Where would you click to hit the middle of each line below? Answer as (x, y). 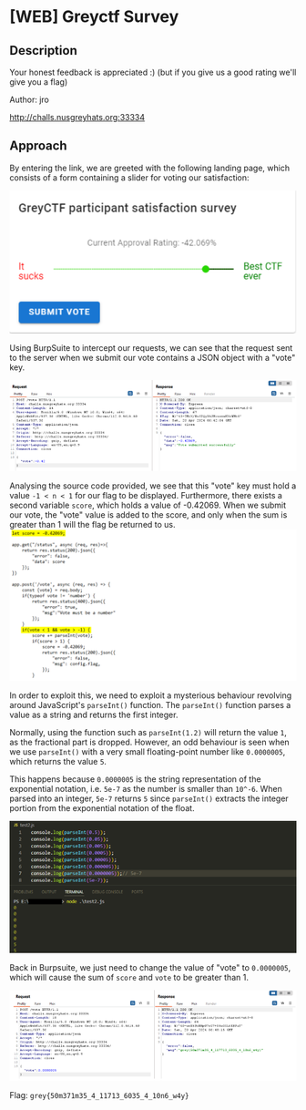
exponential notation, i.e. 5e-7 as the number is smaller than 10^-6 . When (146, 788)
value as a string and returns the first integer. (94, 714)
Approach (38, 146)
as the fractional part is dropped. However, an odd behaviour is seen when (149, 742)
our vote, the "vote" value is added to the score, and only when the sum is (148, 515)
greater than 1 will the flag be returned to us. (92, 525)
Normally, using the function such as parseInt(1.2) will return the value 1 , (148, 732)
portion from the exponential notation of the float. (102, 807)
